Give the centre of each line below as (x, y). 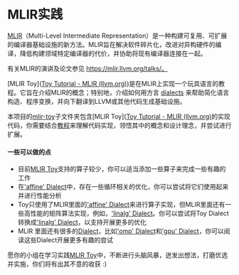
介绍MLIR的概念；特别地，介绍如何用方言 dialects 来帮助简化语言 (134, 92)
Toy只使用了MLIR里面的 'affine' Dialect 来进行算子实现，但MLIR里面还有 (121, 205)
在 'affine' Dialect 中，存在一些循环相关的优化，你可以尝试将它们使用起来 (123, 187)
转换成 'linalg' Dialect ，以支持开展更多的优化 (82, 222)
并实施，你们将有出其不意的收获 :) (57, 264)
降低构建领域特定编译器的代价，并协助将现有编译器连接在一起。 (113, 53)
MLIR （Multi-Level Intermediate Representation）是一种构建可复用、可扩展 (117, 36)
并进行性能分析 (39, 195)
